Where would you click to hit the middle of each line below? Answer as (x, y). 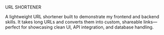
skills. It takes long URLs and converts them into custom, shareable (74, 22)
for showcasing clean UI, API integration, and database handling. (87, 27)
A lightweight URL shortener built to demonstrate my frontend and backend (82, 17)
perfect (13, 27)
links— (150, 22)
